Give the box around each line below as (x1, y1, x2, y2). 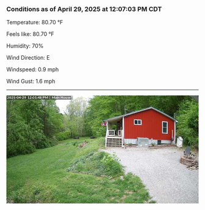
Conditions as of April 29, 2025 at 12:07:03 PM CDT (6, 5, 162, 13)
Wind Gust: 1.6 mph (6, 78, 56, 85)
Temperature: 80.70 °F (6, 19, 63, 26)
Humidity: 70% (6, 42, 44, 50)
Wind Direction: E (6, 54, 50, 61)
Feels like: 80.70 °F (6, 30, 55, 38)
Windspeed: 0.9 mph (6, 66, 59, 73)
